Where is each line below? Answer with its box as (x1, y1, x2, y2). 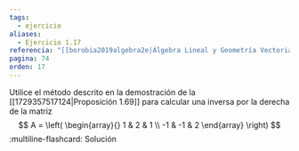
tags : (9, 12, 29, 22)
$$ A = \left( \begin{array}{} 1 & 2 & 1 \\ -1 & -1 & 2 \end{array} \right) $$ (18, 119, 281, 130)
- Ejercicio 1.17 (17, 37, 82, 47)
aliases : (9, 29, 42, 38)
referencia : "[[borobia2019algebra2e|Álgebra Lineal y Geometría (9, 46, 256, 55)
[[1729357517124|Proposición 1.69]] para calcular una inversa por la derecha (9, 96, 290, 107)
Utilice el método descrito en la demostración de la (9, 86, 196, 98)
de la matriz (9, 106, 53, 116)
